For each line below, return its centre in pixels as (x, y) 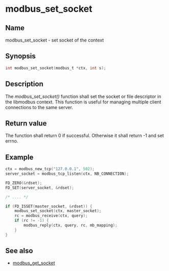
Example (19, 157)
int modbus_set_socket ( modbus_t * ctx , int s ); (56, 68)
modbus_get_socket (34, 263)
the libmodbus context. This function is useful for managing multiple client (83, 102)
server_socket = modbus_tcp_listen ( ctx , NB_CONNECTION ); (67, 174)
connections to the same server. (39, 107)
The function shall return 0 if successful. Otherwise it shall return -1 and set (85, 136)
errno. (12, 141)
